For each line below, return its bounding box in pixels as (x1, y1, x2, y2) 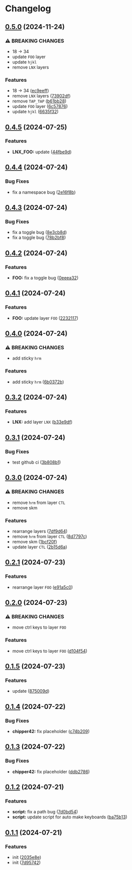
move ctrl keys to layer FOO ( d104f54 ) (12, 648, 88, 654)
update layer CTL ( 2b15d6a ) (12, 544, 67, 550)
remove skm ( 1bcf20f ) (12, 538, 58, 544)
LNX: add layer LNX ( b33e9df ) (12, 419, 73, 425)
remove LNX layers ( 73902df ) (12, 93, 71, 99)
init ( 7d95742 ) (12, 860, 41, 866)
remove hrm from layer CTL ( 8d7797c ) (12, 533, 87, 539)
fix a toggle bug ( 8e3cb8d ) (12, 230, 67, 235)
